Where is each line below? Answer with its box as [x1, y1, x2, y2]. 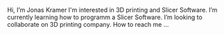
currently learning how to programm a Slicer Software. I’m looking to [7, 13, 203, 21]
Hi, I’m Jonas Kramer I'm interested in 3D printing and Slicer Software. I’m [7, 6, 218, 14]
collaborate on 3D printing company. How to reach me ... [7, 21, 169, 28]
